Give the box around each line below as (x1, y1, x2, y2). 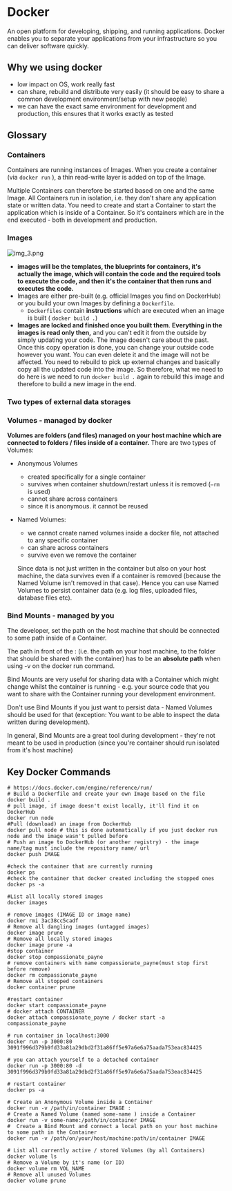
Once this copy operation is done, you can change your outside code (17, 343, 214, 351)
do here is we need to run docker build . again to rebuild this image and (17, 372, 224, 381)
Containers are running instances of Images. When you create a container (7, 166, 217, 174)
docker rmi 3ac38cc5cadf (7, 917, 79, 924)
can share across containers (27, 543, 109, 551)
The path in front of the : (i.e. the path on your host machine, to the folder (7, 647, 216, 656)
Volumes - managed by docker (7, 415, 113, 425)
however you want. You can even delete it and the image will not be (17, 350, 209, 359)
